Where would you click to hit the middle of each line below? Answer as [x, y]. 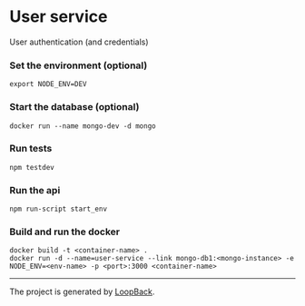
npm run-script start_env [58, 209]
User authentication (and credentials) [79, 42]
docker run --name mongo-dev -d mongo [83, 126]
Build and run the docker [65, 232]
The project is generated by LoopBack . [82, 291]
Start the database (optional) [74, 107]
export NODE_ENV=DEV [49, 84]
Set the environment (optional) [79, 65]
